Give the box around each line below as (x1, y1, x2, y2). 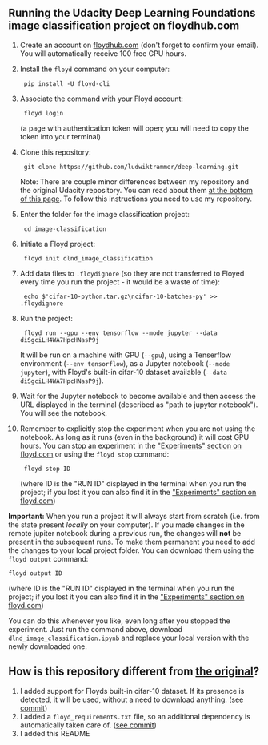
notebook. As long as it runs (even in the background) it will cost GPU (19, 432, 250, 441)
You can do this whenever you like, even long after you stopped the (8, 616, 230, 626)
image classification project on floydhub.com (8, 19, 240, 33)
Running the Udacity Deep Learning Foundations (8, 6, 256, 20)
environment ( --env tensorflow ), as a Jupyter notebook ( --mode (19, 358, 230, 368)
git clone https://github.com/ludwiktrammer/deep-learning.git (23, 163, 239, 171)
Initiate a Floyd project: (19, 239, 96, 248)
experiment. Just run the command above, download (8, 624, 182, 634)
